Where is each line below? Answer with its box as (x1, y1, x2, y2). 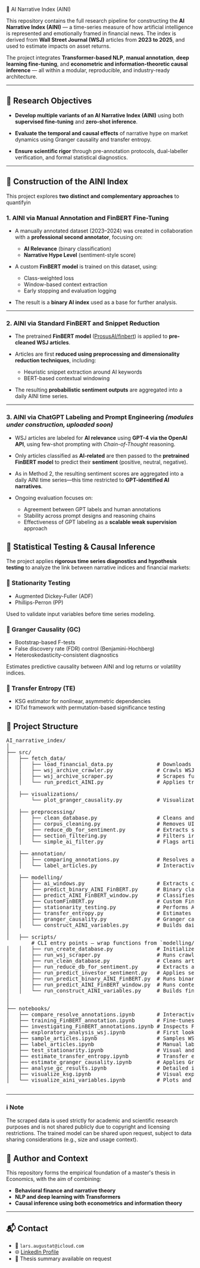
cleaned (14, 339, 36, 346)
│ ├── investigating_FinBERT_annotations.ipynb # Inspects (6, 1023, 189, 1030)
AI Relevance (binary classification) (23, 245, 112, 252)
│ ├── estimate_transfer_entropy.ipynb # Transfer (6, 1053, 189, 1060)
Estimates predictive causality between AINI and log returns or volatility (6, 663, 182, 670)
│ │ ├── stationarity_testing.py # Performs (6, 904, 189, 911)
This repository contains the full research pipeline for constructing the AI (6, 17, 185, 24)
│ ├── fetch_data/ (6, 755, 67, 762)
